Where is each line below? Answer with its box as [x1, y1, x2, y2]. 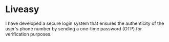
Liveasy [5, 4, 39, 15]
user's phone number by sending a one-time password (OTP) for [5, 25, 142, 31]
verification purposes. [5, 31, 52, 37]
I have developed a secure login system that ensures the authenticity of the [5, 20, 164, 26]
